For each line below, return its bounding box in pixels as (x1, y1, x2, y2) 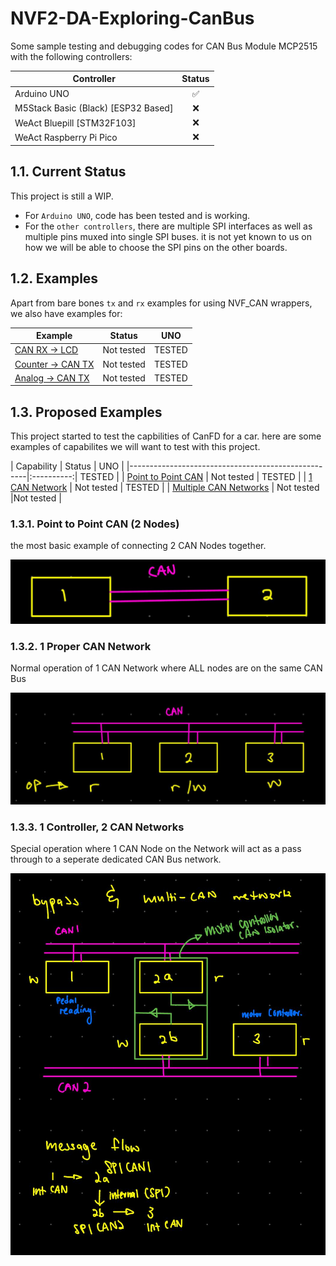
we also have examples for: (10, 307, 123, 319)
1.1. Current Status (10, 163, 127, 181)
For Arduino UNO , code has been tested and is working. (24, 209, 251, 221)
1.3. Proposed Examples (10, 403, 163, 421)
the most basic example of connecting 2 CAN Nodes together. (10, 540, 267, 552)
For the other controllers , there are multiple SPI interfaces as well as (24, 220, 313, 232)
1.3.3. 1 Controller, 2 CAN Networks (10, 820, 185, 834)
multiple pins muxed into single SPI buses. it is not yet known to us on (24, 230, 312, 242)
